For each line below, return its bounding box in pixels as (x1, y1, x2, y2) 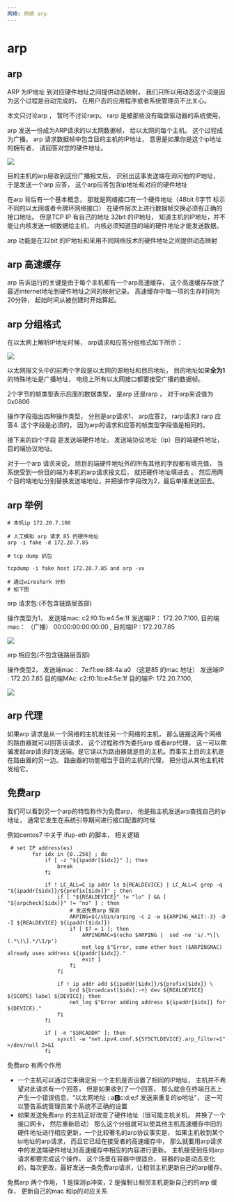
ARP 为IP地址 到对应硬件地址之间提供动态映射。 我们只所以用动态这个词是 (7, 87, 219, 96)
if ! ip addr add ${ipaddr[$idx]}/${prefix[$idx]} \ (56, 980, 214, 987)
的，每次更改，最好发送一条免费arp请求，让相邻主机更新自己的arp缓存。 (17, 1163, 226, 1171)
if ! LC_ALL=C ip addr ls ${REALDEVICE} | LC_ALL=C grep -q (44, 881, 223, 888)
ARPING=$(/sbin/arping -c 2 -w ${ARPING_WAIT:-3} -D (69, 913, 226, 920)
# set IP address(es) (10, 844, 73, 852)
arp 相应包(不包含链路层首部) (7, 651, 91, 659)
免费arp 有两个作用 (7, 1061, 61, 1069)
